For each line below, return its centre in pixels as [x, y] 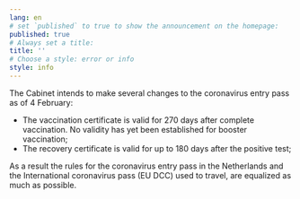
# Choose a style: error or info [72, 59]
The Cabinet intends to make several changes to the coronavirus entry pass [150, 93]
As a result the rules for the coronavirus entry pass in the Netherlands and [146, 166]
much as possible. [43, 185]
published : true [40, 34]
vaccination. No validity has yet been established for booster [135, 129]
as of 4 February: [41, 102]
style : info [31, 68]
